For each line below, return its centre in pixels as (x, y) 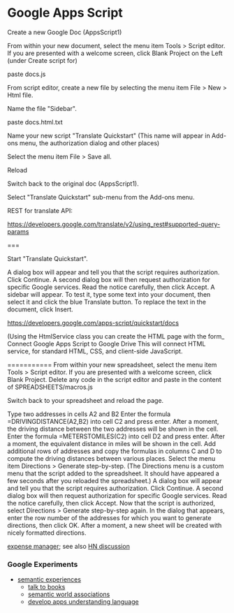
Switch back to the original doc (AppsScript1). (73, 184)
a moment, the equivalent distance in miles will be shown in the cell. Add (112, 443)
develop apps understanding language (83, 602)
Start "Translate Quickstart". (48, 258)
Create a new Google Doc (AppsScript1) (65, 32)
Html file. (20, 95)
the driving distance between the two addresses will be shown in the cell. (113, 429)
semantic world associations (69, 594)
